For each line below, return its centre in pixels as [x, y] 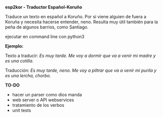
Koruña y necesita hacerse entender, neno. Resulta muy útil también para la [81, 22]
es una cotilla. [19, 61]
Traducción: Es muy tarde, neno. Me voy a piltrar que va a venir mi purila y [81, 70]
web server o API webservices [43, 100]
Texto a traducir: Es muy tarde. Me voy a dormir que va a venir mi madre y [81, 56]
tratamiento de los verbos [38, 105]
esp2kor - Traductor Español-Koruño [44, 7]
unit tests [22, 110]
